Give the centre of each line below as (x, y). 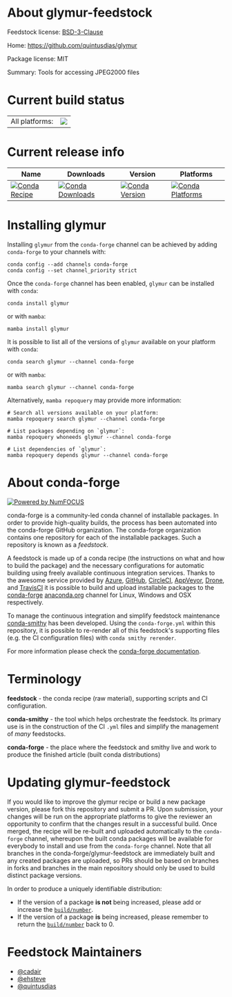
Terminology (44, 679)
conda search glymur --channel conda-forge (71, 361)
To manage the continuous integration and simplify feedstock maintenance (114, 616)
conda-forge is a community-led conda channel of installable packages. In (113, 515)
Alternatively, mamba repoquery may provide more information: (94, 400)
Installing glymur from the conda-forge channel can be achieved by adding (112, 244)
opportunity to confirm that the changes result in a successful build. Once (112, 824)
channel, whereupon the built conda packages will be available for (118, 838)
